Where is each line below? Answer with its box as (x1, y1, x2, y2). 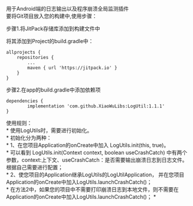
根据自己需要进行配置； (6, 164, 63, 171)
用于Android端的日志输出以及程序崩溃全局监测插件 (6, 5, 129, 12)
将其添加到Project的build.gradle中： (6, 38, 94, 44)
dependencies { (6, 98, 44, 104)
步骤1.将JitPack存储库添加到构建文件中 (6, 25, 100, 32)
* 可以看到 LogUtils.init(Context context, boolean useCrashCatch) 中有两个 (6, 149, 188, 156)
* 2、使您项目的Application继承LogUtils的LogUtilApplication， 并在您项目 (6, 171, 185, 178)
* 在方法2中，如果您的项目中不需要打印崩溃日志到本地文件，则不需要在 (6, 186, 179, 193)
